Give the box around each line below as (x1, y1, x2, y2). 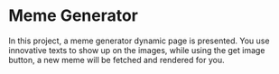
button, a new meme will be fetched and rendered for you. (8, 54, 225, 65)
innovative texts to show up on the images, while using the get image (8, 44, 265, 55)
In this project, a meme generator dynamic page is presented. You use (8, 35, 270, 46)
